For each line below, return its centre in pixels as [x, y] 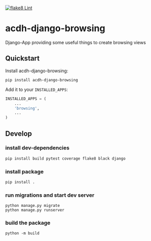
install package [25, 171]
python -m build [22, 233]
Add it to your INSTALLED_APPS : [37, 89]
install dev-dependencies [37, 148]
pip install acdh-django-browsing [42, 80]
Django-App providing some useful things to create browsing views [75, 42]
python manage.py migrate [32, 206]
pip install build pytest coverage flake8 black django [65, 158]
